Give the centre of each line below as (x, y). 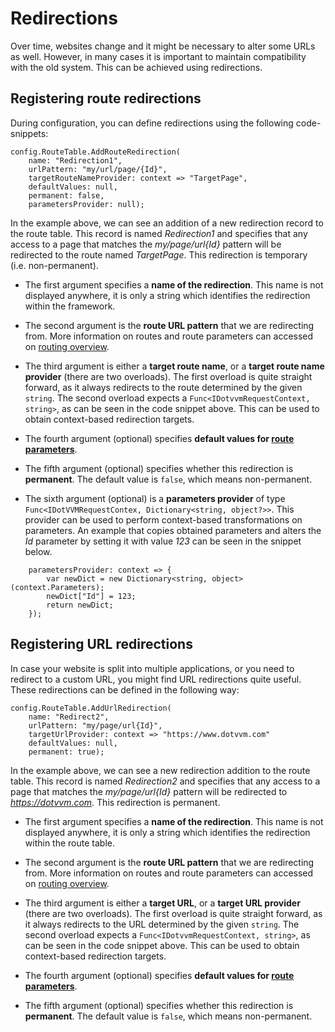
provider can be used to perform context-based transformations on (163, 519)
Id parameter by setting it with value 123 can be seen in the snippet (163, 541)
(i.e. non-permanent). (54, 265)
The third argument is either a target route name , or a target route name (174, 366)
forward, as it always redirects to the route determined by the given (163, 387)
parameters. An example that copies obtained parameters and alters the (173, 530)
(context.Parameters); (57, 587)
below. (38, 551)
